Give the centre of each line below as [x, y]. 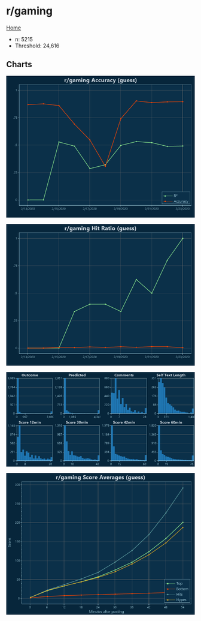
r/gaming [29, 11]
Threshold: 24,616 [37, 46]
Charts [19, 64]
